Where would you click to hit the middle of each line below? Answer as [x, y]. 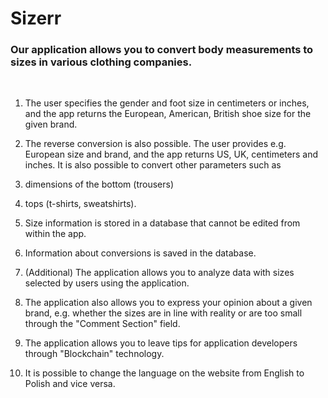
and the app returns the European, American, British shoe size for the [168, 114]
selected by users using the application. [107, 283]
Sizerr [36, 18]
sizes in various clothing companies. [101, 62]
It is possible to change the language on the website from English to [164, 373]
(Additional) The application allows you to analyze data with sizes [159, 273]
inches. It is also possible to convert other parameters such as [153, 165]
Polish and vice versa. [70, 384]
